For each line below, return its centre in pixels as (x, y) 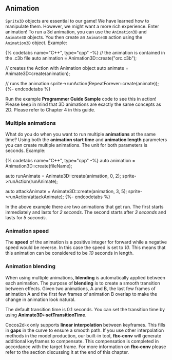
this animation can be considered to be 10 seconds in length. (70, 253)
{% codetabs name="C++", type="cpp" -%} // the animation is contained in (85, 52)
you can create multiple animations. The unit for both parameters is (77, 145)
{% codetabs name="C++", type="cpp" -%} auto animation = (70, 161)
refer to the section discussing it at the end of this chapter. (67, 352)
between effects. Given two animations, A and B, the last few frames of (80, 288)
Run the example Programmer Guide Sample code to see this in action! (81, 99)
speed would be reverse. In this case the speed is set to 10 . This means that (85, 248)
